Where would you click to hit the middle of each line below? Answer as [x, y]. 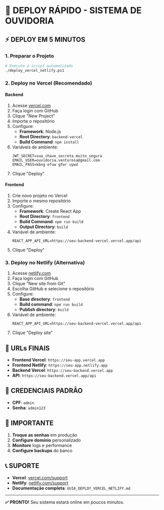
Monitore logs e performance [42, 445]
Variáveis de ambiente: [35, 147]
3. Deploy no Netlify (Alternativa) [45, 262]
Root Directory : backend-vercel [51, 136]
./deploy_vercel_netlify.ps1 [35, 70]
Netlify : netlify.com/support [40, 483]
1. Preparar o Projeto [30, 56]
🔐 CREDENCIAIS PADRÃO [44, 391]
